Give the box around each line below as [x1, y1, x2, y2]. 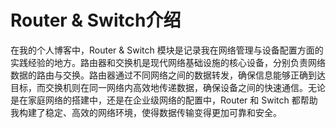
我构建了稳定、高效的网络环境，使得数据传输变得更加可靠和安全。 [10, 106, 282, 118]
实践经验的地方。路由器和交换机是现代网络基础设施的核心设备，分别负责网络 [10, 56, 326, 68]
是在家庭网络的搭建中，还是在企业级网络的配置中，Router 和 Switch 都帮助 [10, 94, 318, 106]
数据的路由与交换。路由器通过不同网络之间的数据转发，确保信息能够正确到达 [10, 69, 326, 81]
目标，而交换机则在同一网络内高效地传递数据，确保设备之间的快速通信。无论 [10, 81, 326, 93]
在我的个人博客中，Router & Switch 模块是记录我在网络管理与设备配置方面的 [10, 44, 324, 56]
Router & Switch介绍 [10, 9, 182, 32]
